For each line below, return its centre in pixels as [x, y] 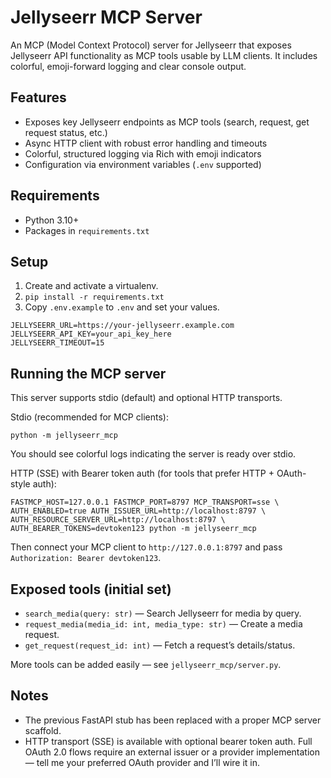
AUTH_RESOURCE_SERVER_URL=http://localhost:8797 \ [118, 520]
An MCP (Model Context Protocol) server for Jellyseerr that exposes [151, 45]
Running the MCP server [88, 373]
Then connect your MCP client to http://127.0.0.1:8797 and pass [146, 547]
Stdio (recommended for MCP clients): [89, 417]
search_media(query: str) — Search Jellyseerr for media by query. [163, 613]
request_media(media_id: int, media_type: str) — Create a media [163, 624]
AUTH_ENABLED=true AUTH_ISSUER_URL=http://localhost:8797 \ [138, 511]
